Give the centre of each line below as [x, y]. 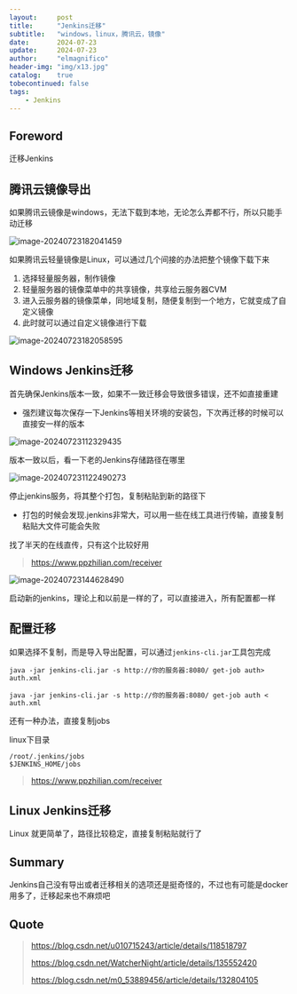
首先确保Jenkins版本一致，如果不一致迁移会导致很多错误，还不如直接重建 [144, 394]
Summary [37, 862]
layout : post [41, 17]
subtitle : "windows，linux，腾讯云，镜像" [87, 34]
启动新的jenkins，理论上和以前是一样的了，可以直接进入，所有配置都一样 [143, 598]
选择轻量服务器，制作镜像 [69, 278]
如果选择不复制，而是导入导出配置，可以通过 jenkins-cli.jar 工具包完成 [140, 652]
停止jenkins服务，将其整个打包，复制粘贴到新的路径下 [108, 496]
